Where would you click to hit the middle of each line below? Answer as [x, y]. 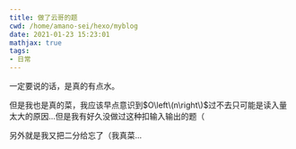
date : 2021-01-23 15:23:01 [60, 34]
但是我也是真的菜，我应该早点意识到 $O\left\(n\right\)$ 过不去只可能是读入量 [148, 105]
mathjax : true [36, 43]
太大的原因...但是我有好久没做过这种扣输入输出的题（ [107, 116]
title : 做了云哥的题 [44, 18]
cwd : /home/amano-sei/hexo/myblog [74, 26]
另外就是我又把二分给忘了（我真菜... [76, 135]
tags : [19, 51]
